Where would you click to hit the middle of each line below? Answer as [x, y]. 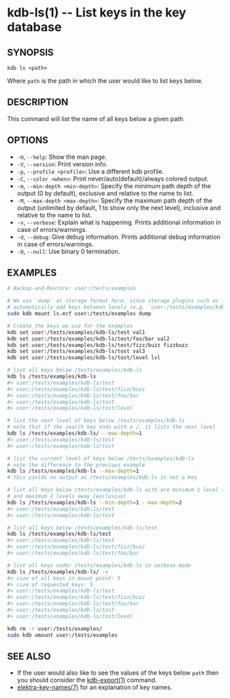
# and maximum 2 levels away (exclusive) [67, 496]
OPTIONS [28, 141]
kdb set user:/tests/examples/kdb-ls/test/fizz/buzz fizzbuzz [98, 345]
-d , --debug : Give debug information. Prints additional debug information [119, 237]
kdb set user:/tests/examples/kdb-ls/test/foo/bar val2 [88, 339]
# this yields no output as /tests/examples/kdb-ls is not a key [102, 478]
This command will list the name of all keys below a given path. [96, 118]
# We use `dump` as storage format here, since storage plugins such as [113, 301]
